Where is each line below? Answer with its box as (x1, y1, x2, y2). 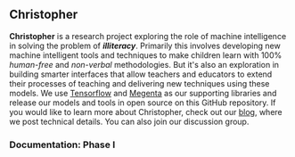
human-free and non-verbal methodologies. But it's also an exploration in (9, 59, 279, 70)
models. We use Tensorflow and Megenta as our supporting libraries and (9, 87, 277, 98)
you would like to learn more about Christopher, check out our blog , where (9, 106, 283, 117)
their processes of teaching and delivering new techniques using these (9, 78, 270, 88)
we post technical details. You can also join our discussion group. (9, 116, 250, 127)
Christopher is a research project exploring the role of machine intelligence (9, 30, 287, 41)
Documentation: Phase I (9, 138, 116, 151)
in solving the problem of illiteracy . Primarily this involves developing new (9, 40, 281, 51)
